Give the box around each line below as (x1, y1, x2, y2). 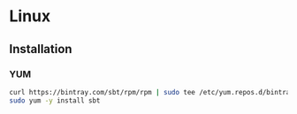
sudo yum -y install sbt (9, 95, 101, 105)
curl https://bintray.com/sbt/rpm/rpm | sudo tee (9, 87, 196, 96)
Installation (9, 42, 72, 57)
